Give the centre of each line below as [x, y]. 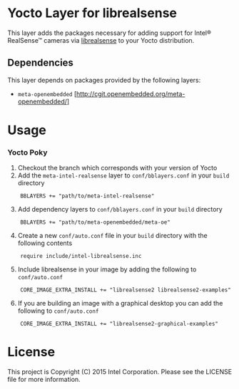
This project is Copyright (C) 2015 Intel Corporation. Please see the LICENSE [120, 372]
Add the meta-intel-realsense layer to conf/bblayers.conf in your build [123, 175]
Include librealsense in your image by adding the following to [107, 269]
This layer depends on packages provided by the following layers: [104, 80]
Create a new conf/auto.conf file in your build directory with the [113, 236]
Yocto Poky [27, 152]
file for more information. [44, 380]
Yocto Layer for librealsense [92, 13]
